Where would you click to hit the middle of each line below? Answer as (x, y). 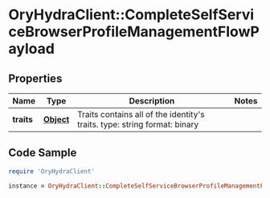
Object (56, 119)
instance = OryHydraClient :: (57, 186)
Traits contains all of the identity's (141, 114)
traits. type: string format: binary (138, 124)
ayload (31, 49)
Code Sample (43, 153)
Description (152, 101)
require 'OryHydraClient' (51, 171)
